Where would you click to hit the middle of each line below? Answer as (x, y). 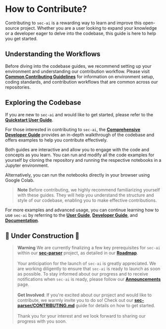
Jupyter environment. (27, 165)
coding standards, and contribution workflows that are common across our (82, 82)
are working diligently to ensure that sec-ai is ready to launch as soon (89, 269)
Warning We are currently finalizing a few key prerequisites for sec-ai (89, 248)
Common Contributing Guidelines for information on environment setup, (80, 76)
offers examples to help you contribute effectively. (56, 140)
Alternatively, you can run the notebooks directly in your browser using (78, 175)
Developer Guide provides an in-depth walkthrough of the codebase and (80, 135)
